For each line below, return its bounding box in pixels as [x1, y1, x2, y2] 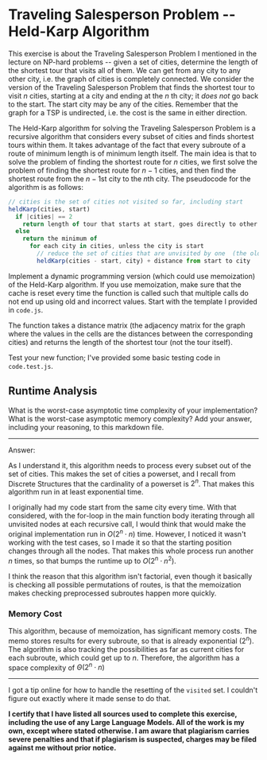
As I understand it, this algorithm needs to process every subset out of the [8, 460, 252, 470]
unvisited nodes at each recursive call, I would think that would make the [8, 519, 246, 529]
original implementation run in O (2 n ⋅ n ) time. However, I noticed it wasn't [8, 528, 246, 538]
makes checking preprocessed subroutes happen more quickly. [8, 588, 217, 598]
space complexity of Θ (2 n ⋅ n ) [8, 661, 105, 673]
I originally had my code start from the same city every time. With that [8, 502, 237, 512]
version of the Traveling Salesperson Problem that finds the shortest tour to [8, 82, 256, 92]
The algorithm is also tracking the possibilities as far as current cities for [8, 644, 245, 653]
